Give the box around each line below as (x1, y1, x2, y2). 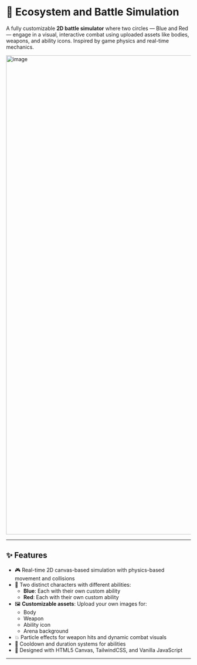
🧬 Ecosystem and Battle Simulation (6, 5, 179, 19)
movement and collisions (14, 574, 75, 582)
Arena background (23, 627, 69, 634)
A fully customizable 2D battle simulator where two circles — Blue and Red (6, 25, 189, 32)
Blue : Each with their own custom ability (23, 587, 121, 594)
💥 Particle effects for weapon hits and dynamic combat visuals (14, 633, 167, 640)
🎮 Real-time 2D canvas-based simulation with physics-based (14, 566, 165, 573)
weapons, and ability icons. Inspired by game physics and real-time (6, 37, 169, 44)
